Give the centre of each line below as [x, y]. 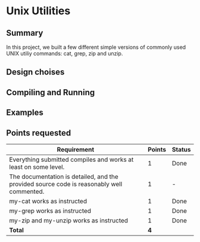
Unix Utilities [38, 11]
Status [181, 149]
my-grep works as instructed [50, 210]
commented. [27, 191]
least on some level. [37, 166]
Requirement [76, 149]
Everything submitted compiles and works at [71, 159]
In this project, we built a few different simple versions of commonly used [96, 47]
